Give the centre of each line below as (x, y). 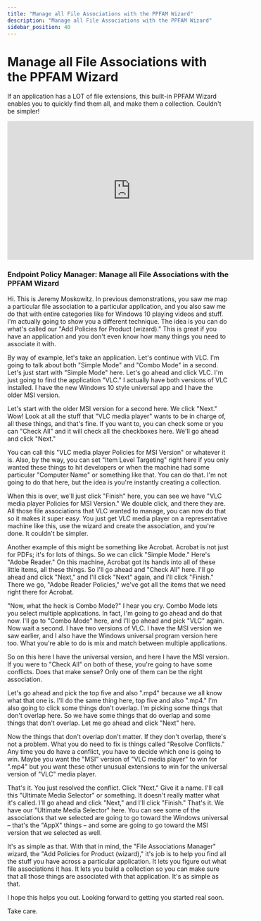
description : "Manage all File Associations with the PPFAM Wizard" (110, 20)
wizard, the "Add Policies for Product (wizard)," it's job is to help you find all (117, 853)
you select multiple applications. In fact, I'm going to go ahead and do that (115, 613)
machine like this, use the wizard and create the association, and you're (111, 525)
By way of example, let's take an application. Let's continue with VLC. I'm (113, 358)
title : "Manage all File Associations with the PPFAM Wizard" (100, 14)
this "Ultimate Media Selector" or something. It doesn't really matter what (114, 795)
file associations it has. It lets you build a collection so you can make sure (114, 869)
